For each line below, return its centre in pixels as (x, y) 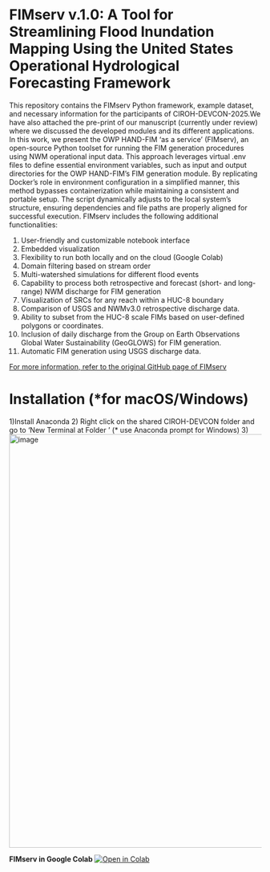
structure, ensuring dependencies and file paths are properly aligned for (128, 207)
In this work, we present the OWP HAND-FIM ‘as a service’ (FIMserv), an (129, 139)
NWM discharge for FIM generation (103, 291)
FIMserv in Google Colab (51, 859)
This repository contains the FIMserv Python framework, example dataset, (132, 105)
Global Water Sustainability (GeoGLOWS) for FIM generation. (121, 342)
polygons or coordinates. (62, 325)
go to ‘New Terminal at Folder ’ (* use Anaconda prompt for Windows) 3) (129, 430)
